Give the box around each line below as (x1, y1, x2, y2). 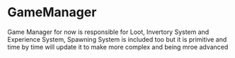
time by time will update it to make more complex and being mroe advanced (7, 42, 229, 51)
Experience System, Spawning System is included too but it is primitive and (7, 35, 227, 43)
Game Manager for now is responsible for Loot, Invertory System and (7, 28, 210, 36)
